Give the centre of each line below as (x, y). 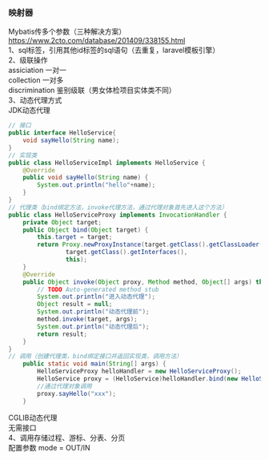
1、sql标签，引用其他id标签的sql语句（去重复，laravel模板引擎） (114, 50)
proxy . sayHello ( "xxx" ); (76, 393)
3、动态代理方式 (35, 100)
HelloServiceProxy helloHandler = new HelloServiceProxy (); (139, 371)
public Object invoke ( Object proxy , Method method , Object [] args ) (137, 282)
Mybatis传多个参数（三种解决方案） (67, 32)
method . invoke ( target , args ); (87, 319)
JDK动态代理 (29, 111)
